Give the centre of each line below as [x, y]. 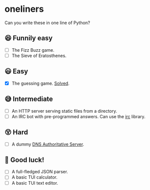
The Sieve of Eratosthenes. [39, 56]
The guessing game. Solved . [40, 83]
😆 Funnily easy [29, 38]
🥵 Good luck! [25, 160]
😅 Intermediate [29, 99]
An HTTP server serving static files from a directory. [64, 111]
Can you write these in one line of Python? [47, 23]
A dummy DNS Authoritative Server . [48, 144]
